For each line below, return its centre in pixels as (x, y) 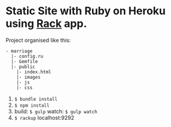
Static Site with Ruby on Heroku (85, 11)
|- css (25, 88)
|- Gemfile (25, 61)
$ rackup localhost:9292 (44, 117)
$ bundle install (36, 99)
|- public (23, 67)
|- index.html (34, 72)
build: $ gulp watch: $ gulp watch (56, 111)
